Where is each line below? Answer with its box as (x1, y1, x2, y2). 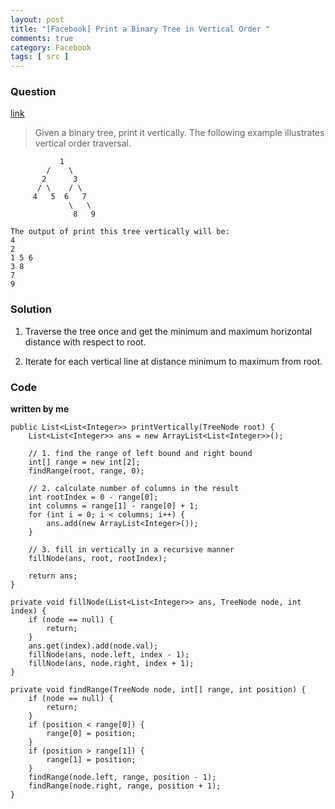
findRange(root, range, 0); (28, 466, 145, 476)
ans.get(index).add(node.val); (28, 641, 159, 651)
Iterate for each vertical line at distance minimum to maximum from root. (24, 355, 323, 367)
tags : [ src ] (10, 52, 70, 62)
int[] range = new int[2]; (28, 457, 141, 468)
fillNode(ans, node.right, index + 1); (28, 659, 195, 669)
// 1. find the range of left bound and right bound (28, 449, 253, 459)
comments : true (10, 33, 74, 43)
